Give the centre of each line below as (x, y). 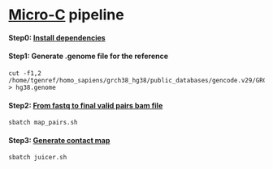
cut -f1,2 (25, 73)
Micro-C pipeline (66, 15)
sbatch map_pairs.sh (43, 123)
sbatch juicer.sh (38, 158)
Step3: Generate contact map (59, 140)
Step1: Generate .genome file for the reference (89, 56)
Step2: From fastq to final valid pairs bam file (86, 105)
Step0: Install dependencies (57, 37)
